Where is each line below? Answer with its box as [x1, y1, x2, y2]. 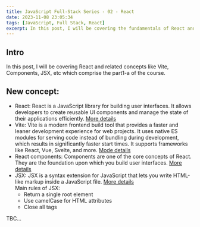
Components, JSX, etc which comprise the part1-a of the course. [6, 70, 165, 77]
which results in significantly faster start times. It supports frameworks [14, 140, 188, 147]
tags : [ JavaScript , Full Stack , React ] [6, 20, 105, 26]
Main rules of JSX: [14, 184, 61, 191]
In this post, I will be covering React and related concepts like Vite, [6, 63, 169, 70]
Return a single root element [23, 191, 93, 198]
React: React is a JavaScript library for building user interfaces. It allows [14, 102, 192, 109]
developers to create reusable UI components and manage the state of [14, 108, 189, 116]
